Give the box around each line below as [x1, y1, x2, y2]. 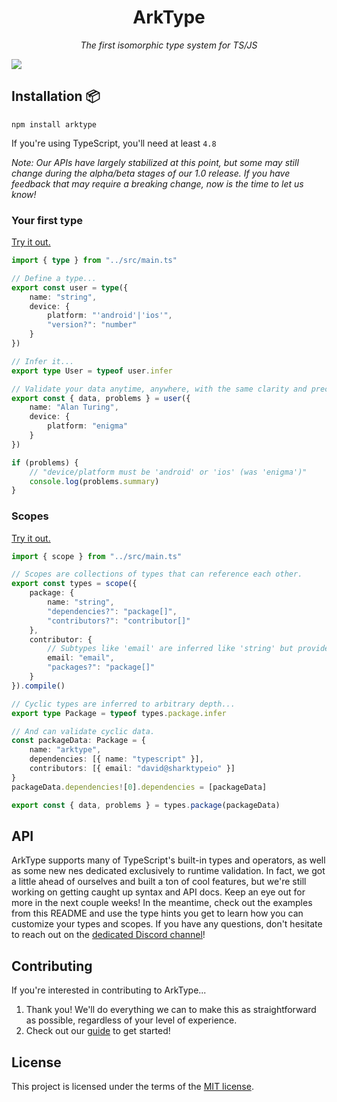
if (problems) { [11, 457, 79, 468]
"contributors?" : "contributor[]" [47, 616, 191, 626]
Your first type [11, 213, 83, 227]
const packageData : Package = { [11, 736, 146, 746]
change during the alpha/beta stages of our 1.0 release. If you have [11, 167, 291, 179]
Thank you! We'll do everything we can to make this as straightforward [25, 1004, 317, 1016]
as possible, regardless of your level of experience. [25, 1014, 238, 1026]
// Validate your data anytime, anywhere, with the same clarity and [11, 384, 308, 394]
